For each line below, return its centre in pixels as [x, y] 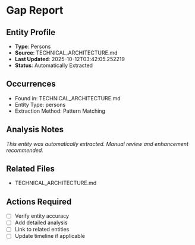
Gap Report [35, 10]
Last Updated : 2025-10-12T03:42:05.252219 [70, 59]
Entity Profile [31, 32]
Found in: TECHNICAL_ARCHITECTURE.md [67, 98]
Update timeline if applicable [50, 236]
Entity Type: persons [40, 104]
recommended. [25, 150]
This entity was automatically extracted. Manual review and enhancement [97, 144]
